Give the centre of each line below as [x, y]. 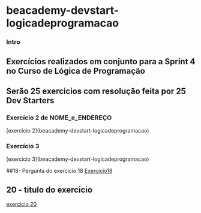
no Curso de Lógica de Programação [76, 70]
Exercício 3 [23, 146]
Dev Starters [30, 100]
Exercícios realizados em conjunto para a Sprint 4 [101, 61]
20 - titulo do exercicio [49, 190]
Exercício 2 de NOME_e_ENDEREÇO [59, 118]
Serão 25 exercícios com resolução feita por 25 [96, 91]
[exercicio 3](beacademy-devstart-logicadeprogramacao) [78, 159]
